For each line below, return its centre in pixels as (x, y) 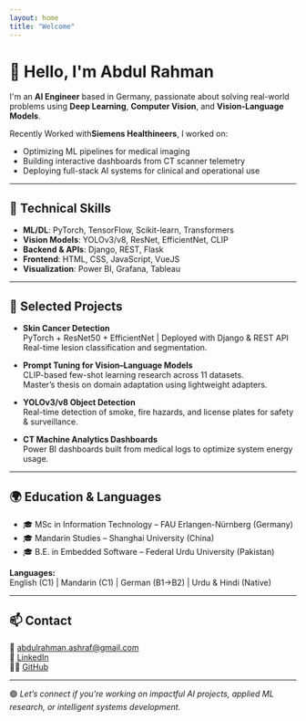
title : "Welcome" (42, 26)
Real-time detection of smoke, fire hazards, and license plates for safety (158, 413)
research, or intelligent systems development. (95, 706)
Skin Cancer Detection (66, 329)
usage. (36, 459)
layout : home (34, 18)
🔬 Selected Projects (66, 306)
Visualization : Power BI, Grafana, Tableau (101, 269)
